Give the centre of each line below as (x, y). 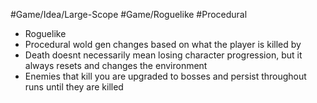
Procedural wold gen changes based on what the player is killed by (163, 44)
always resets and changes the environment (116, 65)
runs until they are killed (74, 87)
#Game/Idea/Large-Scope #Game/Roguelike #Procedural (129, 14)
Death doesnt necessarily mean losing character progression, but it (163, 55)
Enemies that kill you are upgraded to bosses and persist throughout (165, 76)
